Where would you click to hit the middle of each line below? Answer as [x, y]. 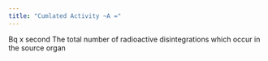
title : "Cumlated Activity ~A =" [65, 16]
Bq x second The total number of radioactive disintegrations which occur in [134, 39]
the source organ [37, 48]
